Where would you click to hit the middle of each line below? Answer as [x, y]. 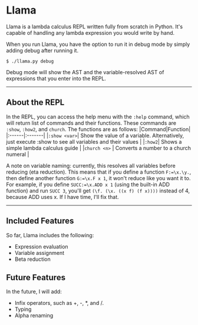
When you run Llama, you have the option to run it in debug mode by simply [98, 44]
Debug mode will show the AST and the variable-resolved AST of [85, 72]
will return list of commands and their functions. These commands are [91, 123]
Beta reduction [33, 259]
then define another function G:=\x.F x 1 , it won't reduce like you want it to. [98, 178]
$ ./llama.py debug [30, 61]
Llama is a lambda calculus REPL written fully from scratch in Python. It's [95, 26]
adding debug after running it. [42, 50]
